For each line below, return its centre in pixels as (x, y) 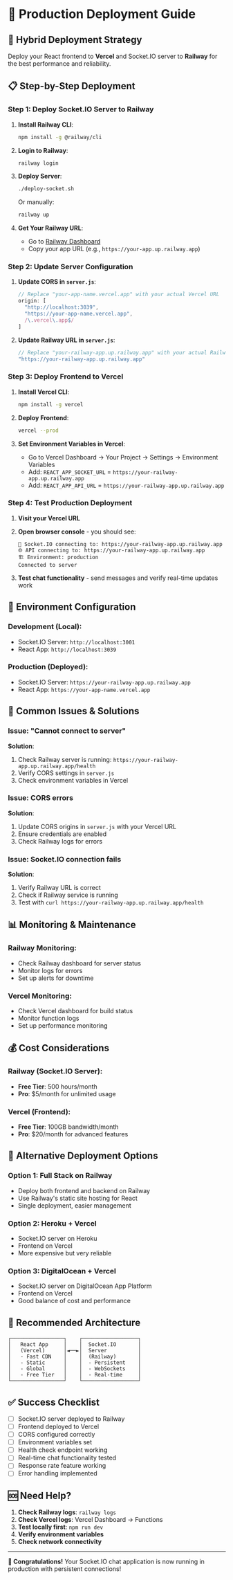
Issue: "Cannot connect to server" (67, 731)
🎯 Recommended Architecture (74, 1322)
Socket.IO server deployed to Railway (71, 1419)
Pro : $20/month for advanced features (73, 1134)
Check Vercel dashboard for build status (75, 1011)
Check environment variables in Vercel (73, 780)
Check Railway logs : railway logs (67, 1512)
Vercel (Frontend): (39, 1111)
